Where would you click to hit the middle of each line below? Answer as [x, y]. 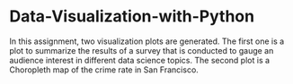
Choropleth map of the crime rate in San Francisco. [104, 70]
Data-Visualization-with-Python [132, 17]
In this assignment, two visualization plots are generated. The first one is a [147, 41]
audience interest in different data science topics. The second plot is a [140, 60]
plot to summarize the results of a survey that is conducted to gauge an [142, 50]
